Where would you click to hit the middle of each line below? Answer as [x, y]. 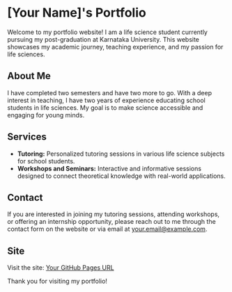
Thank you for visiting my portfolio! [57, 281]
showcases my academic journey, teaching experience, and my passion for [115, 47]
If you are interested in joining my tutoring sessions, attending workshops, [114, 214]
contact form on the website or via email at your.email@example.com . [107, 229]
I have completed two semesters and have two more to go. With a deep [110, 92]
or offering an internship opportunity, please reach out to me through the [111, 222]
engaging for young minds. [46, 115]
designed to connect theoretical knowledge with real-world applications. [122, 176]
